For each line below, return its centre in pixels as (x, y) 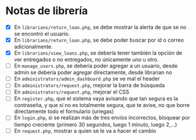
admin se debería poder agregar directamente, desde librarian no (93, 72)
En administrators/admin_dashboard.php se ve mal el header (87, 79)
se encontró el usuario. (42, 34)
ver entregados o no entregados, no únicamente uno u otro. (86, 59)
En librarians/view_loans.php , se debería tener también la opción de (98, 53)
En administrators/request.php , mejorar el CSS (72, 92)
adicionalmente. (33, 47)
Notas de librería (47, 11)
